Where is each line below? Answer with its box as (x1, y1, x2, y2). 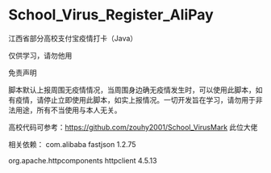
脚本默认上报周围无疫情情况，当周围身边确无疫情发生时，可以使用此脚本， (8, 85, 256, 95)
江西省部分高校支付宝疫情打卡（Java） (8, 33, 138, 43)
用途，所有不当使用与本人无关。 (15, 105, 122, 115)
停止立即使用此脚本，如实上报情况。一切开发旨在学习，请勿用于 (43, 95, 256, 104)
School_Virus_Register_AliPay (8, 6, 214, 24)
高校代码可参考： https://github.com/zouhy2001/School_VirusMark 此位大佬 (8, 122, 258, 132)
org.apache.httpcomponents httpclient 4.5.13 (8, 155, 157, 165)
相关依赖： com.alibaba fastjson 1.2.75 (8, 139, 136, 149)
